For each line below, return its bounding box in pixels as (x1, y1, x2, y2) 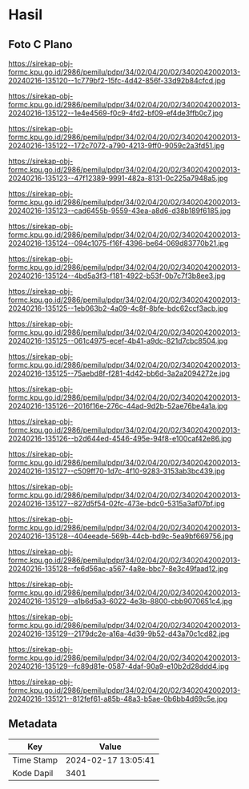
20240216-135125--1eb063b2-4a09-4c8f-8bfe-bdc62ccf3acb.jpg (8, 304, 228, 313)
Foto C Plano (8, 38, 73, 51)
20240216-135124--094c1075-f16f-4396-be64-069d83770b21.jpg (8, 239, 229, 248)
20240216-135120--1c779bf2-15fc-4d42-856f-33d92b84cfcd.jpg (8, 76, 226, 85)
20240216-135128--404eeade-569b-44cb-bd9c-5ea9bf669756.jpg (8, 531, 234, 541)
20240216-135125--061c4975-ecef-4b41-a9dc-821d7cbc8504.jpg (8, 336, 228, 345)
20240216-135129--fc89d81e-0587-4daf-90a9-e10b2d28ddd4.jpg (8, 662, 230, 670)
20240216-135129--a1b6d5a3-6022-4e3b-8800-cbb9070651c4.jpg (8, 597, 233, 606)
